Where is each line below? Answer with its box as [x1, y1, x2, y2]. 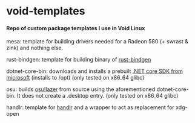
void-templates [6, 4, 85, 18]
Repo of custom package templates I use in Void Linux [6, 24, 145, 31]
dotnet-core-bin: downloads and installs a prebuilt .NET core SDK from [6, 68, 183, 75]
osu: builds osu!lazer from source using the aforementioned [6, 86, 156, 93]
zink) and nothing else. [6, 44, 64, 52]
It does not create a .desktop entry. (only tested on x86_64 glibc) [17, 92, 179, 99]
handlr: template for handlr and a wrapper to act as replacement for [6, 104, 174, 111]
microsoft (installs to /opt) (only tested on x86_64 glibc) [6, 74, 145, 81]
